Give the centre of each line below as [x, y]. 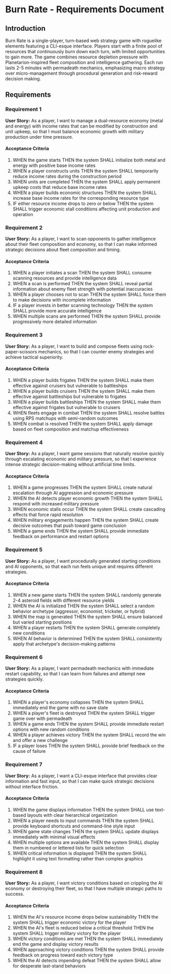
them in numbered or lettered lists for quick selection [68, 848]
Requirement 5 [24, 550]
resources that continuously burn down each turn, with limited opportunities [85, 51]
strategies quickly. [25, 679]
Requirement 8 [24, 872]
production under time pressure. [39, 137]
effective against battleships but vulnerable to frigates [69, 396]
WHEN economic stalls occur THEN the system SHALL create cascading [89, 509]
